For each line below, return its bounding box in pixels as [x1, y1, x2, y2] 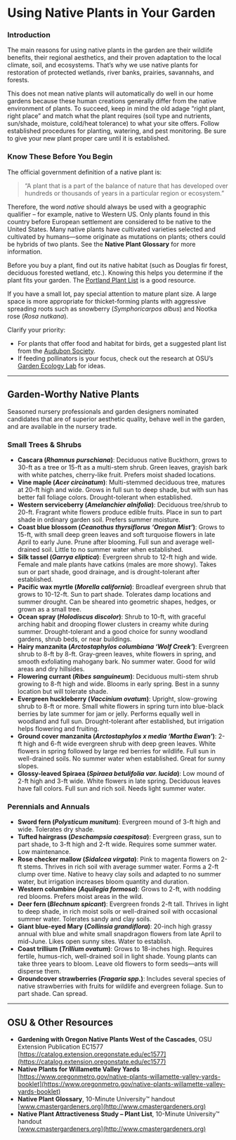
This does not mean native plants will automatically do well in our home [7, 89, 214, 98]
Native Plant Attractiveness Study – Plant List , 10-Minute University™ [17, 1110, 220, 1118]
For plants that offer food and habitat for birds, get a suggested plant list [17, 339, 227, 347]
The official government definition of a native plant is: [7, 167, 162, 176]
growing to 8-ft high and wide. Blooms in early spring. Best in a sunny [17, 680, 220, 688]
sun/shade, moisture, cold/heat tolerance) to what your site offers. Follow [7, 119, 220, 128]
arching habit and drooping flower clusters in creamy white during [17, 620, 209, 628]
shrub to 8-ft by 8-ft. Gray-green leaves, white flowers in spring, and [17, 649, 216, 658]
